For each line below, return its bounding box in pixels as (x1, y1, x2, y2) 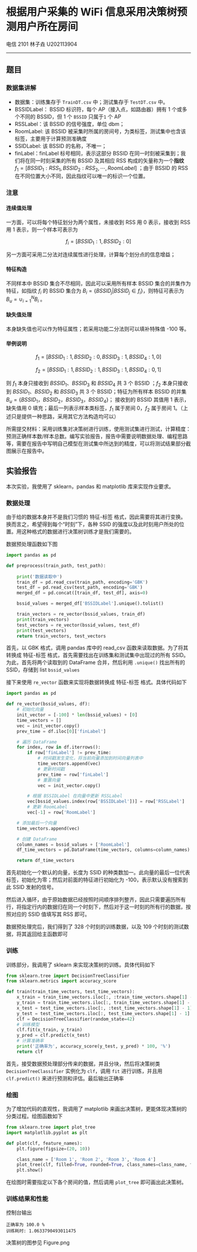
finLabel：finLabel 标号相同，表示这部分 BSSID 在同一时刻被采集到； (14, 150, 181, 157)
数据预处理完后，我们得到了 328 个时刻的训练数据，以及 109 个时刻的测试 (6, 923, 184, 930)
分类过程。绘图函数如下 (6, 1112, 63, 1120)
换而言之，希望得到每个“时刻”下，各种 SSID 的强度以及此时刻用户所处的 (6, 521, 180, 528)
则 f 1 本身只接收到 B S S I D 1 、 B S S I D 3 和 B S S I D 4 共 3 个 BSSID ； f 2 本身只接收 (6, 379, 188, 388)
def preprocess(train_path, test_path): (6, 562, 107, 569)
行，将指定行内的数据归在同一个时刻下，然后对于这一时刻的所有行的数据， (6, 904, 186, 911)
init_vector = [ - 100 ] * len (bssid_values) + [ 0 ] (16, 712, 138, 718)
